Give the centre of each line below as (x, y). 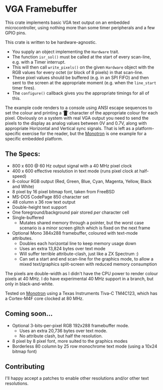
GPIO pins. (16, 33)
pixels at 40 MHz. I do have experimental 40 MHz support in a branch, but (79, 279)
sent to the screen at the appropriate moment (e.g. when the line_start (84, 83)
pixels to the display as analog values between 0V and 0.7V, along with (76, 123)
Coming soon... (29, 314)
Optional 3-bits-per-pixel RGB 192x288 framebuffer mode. (71, 325)
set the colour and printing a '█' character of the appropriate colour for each (81, 112)
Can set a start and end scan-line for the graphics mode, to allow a (86, 259)
